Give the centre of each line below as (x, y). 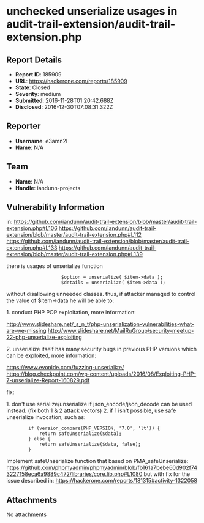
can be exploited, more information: (51, 355)
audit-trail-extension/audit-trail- (91, 24)
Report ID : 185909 (38, 74)
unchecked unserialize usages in (92, 11)
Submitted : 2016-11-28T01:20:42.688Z (64, 100)
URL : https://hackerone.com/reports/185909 (71, 81)
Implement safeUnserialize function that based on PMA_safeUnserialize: (97, 461)
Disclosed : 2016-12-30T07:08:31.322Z (64, 107)
